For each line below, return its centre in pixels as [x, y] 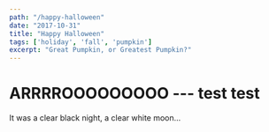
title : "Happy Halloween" [57, 33]
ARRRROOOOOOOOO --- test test [135, 94]
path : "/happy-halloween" [57, 17]
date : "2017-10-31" [45, 26]
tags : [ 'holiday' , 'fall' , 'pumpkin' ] [81, 42]
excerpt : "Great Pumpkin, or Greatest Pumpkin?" [100, 50]
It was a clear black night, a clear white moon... [95, 118]
